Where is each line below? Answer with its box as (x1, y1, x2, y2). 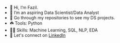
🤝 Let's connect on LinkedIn (9, 32, 66, 38)
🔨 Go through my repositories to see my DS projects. (9, 15, 115, 20)
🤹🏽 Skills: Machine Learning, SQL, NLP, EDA (9, 27, 98, 33)
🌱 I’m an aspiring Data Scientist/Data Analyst (9, 10, 99, 15)
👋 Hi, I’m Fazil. (9, 5, 38, 10)
